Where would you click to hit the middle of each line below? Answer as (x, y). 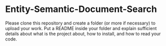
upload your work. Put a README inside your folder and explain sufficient (81, 28)
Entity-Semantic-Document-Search (81, 9)
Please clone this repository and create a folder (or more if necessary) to (80, 23)
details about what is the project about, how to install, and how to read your (83, 33)
